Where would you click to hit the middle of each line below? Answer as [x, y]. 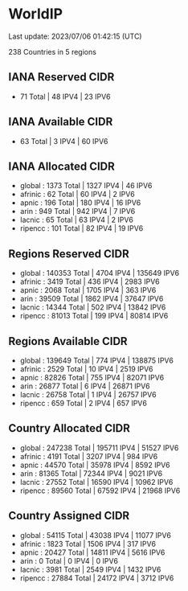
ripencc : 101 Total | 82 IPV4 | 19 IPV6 [82, 228]
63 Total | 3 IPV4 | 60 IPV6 [64, 141]
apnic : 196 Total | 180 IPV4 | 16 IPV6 [80, 203]
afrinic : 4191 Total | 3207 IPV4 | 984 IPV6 [89, 456]
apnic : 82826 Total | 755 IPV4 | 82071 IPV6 [92, 378]
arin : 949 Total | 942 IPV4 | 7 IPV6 [78, 211]
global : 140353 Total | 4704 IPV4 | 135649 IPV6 [99, 273]
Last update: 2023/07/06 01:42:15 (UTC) [75, 36]
